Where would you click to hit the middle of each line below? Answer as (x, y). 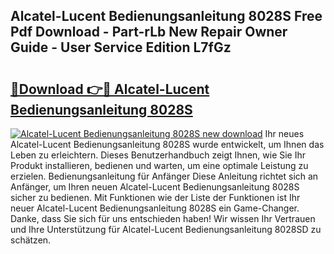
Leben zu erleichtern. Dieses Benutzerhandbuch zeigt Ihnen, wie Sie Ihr (158, 155)
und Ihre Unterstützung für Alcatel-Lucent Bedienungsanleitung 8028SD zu (166, 229)
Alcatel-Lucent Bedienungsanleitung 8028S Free (166, 16)
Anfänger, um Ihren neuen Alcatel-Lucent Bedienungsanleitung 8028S (155, 187)
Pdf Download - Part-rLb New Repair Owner (149, 32)
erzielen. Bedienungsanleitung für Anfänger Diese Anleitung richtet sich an (164, 176)
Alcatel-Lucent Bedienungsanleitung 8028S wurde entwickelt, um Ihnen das (167, 144)
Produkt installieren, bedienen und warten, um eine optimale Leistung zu (159, 165)
